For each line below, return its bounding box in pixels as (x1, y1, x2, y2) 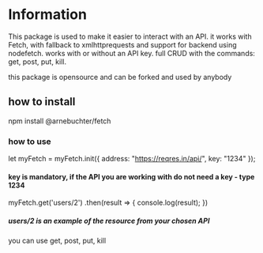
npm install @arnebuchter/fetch (8, 116, 111, 126)
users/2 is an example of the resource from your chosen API (8, 216, 210, 225)
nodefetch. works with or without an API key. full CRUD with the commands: (8, 48, 255, 58)
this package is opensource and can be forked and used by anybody (8, 72, 232, 81)
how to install (8, 95, 76, 108)
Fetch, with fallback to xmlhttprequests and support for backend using (8, 40, 237, 49)
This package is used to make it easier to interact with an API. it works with (8, 32, 252, 41)
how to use (8, 136, 51, 147)
